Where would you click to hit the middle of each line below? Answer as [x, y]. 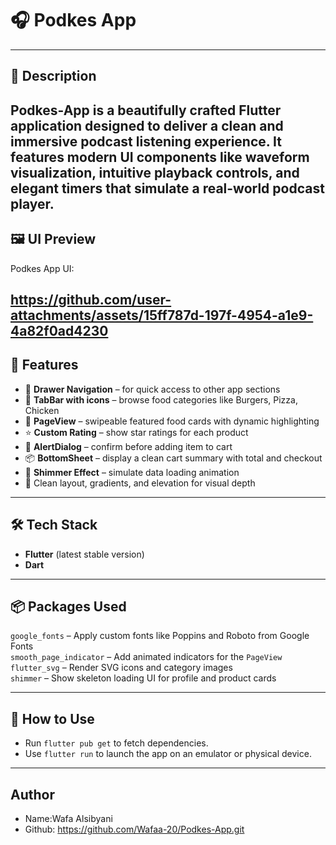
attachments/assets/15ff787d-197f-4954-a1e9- [162, 315]
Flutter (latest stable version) [84, 554]
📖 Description [53, 76]
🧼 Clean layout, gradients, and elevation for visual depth [140, 483]
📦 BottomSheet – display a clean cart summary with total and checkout [173, 458]
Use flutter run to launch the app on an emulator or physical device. [168, 754]
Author [32, 794]
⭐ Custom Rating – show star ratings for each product [136, 432]
